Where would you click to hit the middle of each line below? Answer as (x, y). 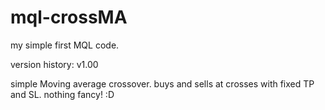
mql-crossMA (69, 17)
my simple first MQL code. (65, 45)
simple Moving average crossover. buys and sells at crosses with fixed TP (162, 83)
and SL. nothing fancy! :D (62, 94)
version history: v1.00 (54, 64)
